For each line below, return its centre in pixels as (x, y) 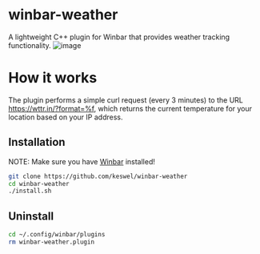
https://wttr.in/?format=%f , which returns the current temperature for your (130, 108)
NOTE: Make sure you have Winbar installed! (82, 161)
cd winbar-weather (39, 183)
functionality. (30, 45)
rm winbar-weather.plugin (51, 242)
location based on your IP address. (66, 117)
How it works (53, 78)
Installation (37, 142)
